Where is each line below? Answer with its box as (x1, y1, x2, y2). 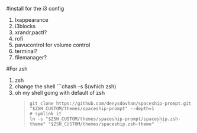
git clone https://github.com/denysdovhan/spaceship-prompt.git (29, 101, 192, 107)
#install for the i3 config (6, 5, 64, 12)
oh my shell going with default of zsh (14, 89, 105, 96)
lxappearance (14, 16, 49, 23)
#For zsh (6, 65, 28, 72)
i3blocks (14, 23, 36, 29)
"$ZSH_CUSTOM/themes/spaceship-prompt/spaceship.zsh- (45, 116, 181, 122)
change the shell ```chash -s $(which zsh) (14, 83, 117, 90)
